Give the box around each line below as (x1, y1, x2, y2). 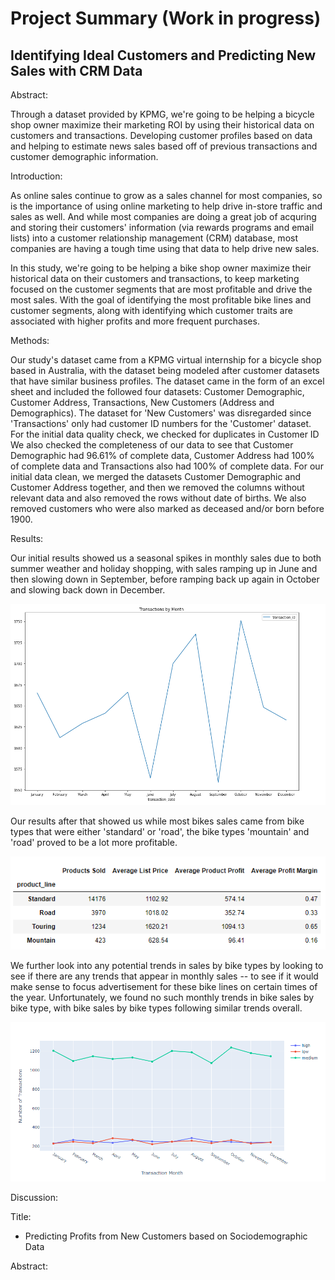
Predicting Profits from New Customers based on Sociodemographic (24, 1230, 308, 1242)
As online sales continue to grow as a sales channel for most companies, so (10, 190, 323, 201)
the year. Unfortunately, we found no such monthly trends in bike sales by (10, 992, 315, 1004)
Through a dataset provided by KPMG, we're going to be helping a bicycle (10, 108, 315, 120)
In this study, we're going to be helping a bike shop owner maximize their (10, 262, 312, 274)
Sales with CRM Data (10, 62, 143, 79)
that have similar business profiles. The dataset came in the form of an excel (10, 375, 325, 387)
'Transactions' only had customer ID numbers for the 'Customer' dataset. (10, 418, 312, 429)
